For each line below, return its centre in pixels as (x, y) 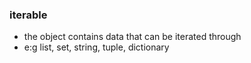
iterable (28, 15)
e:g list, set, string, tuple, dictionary (96, 47)
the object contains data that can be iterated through (132, 37)
